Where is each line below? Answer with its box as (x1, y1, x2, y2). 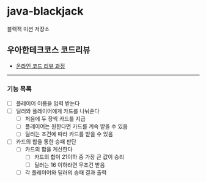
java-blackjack (7, 4, 84, 18)
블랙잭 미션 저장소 (7, 25, 50, 32)
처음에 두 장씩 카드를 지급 (24, 115, 86, 123)
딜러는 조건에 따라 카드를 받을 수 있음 (24, 130, 114, 138)
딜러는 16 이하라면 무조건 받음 (34, 161, 106, 169)
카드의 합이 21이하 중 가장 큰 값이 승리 (34, 153, 125, 161)
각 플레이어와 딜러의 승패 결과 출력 (24, 169, 107, 176)
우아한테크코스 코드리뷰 (7, 45, 90, 56)
